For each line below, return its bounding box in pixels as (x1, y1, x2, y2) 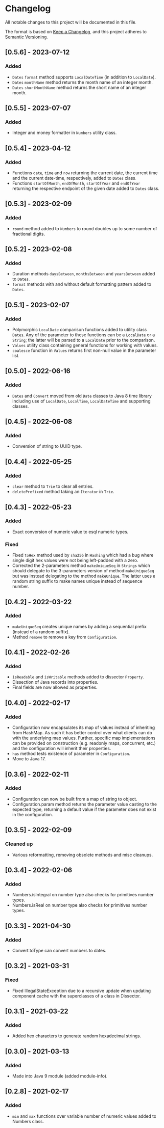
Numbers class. (12, 1118, 44, 1124)
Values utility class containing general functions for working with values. (12, 342, 158, 349)
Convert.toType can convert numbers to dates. (12, 947, 107, 953)
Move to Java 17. (12, 756, 46, 762)
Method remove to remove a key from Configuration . (12, 634, 117, 640)
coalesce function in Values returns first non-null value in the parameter (12, 348, 157, 353)
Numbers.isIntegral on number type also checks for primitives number (12, 892, 154, 898)
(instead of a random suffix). (12, 629, 70, 635)
